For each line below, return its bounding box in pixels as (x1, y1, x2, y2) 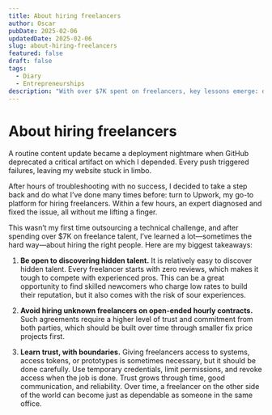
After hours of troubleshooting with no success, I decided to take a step (8, 181, 248, 191)
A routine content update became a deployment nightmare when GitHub (8, 149, 249, 159)
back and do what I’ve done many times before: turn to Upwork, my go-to (8, 190, 254, 200)
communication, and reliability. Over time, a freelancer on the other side (19, 382, 260, 392)
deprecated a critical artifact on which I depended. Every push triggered (8, 157, 249, 167)
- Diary (15, 72, 42, 80)
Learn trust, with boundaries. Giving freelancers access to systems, (19, 347, 250, 357)
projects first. (19, 332, 65, 341)
